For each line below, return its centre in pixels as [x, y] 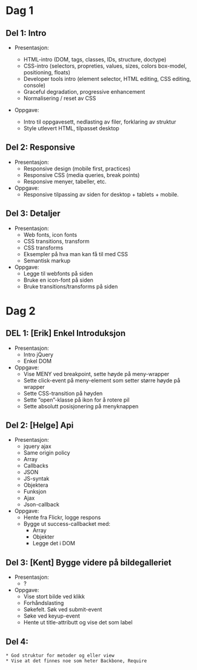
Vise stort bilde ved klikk [54, 596]
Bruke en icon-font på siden [58, 280]
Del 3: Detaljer [33, 214]
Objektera [36, 485]
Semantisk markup [47, 260]
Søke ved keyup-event [52, 616]
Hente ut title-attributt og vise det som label [78, 623]
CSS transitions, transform [56, 241]
